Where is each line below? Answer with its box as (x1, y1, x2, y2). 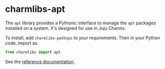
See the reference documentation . (5, 59, 75, 65)
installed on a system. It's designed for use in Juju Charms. (5, 25, 126, 31)
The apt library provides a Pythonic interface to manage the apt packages (5, 20, 156, 26)
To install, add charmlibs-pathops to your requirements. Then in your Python (5, 35, 160, 41)
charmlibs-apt (5, 3, 65, 15)
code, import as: (5, 40, 39, 46)
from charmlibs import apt (5, 50, 61, 55)
